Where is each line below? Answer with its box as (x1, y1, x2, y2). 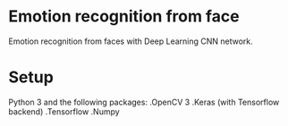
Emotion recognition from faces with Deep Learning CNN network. (8, 36, 254, 46)
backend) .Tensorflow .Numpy (8, 105, 120, 117)
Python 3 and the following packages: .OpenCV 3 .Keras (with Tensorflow (8, 97, 280, 107)
